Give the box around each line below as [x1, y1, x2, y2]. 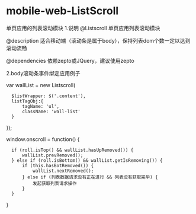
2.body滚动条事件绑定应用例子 [6, 69, 81, 76]
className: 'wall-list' [21, 108, 81, 114]
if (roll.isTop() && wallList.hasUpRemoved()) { [11, 147, 134, 153]
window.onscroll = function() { [6, 135, 80, 143]
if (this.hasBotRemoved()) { [21, 162, 94, 168]
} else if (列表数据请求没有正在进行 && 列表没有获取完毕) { [21, 174, 158, 180]
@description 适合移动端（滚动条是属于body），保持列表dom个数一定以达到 [6, 37, 191, 44]
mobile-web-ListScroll [6, 4, 119, 18]
